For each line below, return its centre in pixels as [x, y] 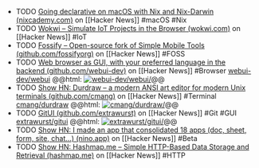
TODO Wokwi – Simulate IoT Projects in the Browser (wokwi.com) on [128, 28]
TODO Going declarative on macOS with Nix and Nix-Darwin [115, 12]
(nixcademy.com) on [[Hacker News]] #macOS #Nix [101, 20]
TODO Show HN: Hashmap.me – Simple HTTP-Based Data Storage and [132, 147]
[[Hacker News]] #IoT [51, 37]
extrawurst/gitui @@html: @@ [96, 121]
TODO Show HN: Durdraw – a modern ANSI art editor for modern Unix [131, 88]
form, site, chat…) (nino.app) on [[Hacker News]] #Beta [106, 138]
